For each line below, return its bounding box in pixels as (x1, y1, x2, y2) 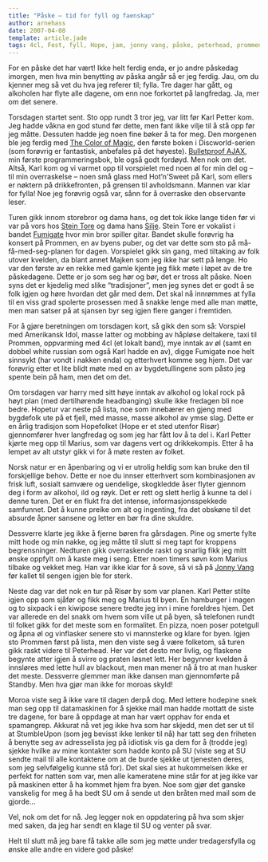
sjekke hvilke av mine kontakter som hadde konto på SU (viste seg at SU (8, 746, 246, 756)
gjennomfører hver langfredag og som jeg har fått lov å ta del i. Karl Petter (8, 430, 251, 439)
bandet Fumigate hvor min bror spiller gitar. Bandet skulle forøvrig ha (8, 230, 234, 239)
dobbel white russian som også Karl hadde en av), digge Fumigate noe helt (8, 347, 254, 356)
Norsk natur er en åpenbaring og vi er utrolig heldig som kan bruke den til (8, 462, 250, 472)
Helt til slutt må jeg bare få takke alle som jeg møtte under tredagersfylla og (8, 836, 256, 846)
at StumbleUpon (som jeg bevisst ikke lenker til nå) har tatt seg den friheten (8, 729, 257, 738)
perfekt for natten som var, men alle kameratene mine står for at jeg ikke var (8, 771, 258, 781)
